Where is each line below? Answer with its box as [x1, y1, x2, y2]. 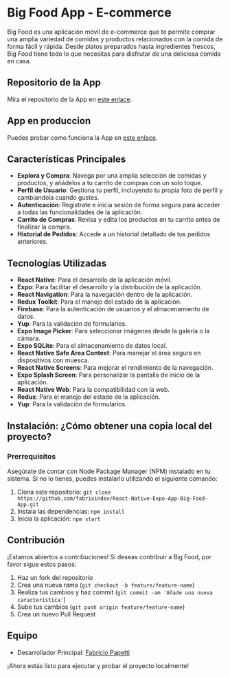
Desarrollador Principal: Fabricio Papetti [16, 648, 130, 656]
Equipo [7, 630, 38, 642]
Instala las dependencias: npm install [16, 507, 125, 515]
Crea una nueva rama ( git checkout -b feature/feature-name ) [16, 581, 195, 589]
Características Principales [7, 153, 126, 165]
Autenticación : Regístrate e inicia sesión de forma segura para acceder [16, 201, 221, 209]
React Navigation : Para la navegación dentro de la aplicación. [16, 291, 193, 299]
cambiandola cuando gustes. [16, 194, 100, 202]
